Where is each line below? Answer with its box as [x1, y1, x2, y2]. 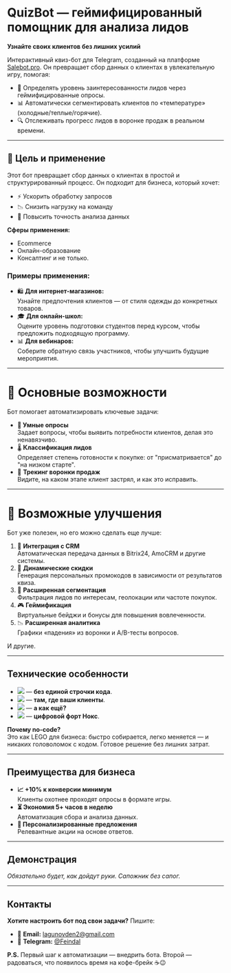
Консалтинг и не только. [16, 254, 89, 262]
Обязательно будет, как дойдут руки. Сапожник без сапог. [7, 872, 181, 880]
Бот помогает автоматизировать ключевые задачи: [7, 407, 159, 416]
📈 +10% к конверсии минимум [16, 785, 112, 793]
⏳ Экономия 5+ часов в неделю [16, 803, 113, 811]
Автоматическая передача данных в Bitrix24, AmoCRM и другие [16, 549, 206, 557]
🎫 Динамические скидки [16, 564, 93, 572]
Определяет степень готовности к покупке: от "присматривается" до [16, 453, 222, 461]
